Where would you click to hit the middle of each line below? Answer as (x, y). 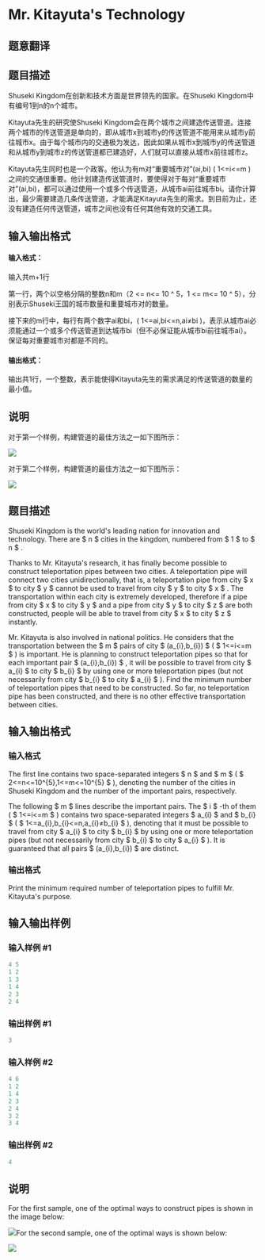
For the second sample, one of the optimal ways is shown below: (122, 1233)
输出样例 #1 (30, 1023)
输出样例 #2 (31, 1145)
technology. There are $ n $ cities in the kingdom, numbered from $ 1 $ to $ (132, 539)
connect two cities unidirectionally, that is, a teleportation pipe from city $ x (131, 580)
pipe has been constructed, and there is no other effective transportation (127, 696)
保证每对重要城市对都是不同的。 (60, 340)
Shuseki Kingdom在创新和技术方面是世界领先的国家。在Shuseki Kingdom (128, 96)
